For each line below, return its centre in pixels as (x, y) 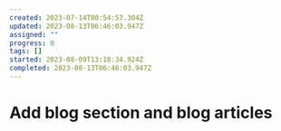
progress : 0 (32, 43)
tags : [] (26, 51)
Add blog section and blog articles (141, 113)
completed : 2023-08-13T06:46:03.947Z (81, 69)
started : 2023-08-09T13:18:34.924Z (77, 60)
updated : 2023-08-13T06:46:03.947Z (77, 26)
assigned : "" (34, 34)
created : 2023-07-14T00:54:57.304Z (77, 18)
